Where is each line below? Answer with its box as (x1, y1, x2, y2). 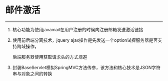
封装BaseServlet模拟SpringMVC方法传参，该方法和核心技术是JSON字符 (12, 64, 161, 70)
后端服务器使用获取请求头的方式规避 (12, 54, 87, 60)
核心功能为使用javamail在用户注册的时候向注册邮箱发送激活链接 (12, 26, 143, 32)
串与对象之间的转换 (12, 71, 52, 77)
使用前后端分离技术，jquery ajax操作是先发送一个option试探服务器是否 (12, 37, 158, 43)
